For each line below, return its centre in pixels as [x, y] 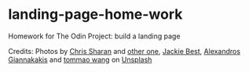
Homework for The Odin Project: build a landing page [94, 36]
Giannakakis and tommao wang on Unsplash [80, 59]
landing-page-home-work [95, 14]
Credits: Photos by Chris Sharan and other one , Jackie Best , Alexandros [124, 51]
